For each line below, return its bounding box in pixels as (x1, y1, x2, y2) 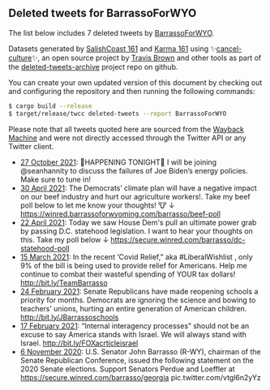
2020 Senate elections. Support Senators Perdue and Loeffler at (19, 364, 235, 374)
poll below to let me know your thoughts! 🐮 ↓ (19, 200, 175, 210)
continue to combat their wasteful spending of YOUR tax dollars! (19, 269, 236, 279)
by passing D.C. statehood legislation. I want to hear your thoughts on (19, 226, 253, 236)
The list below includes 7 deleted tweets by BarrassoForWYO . (8, 28, 215, 37)
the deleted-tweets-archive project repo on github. (8, 62, 178, 71)
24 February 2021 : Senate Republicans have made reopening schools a (19, 286, 259, 296)
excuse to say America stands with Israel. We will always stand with (19, 329, 247, 339)
